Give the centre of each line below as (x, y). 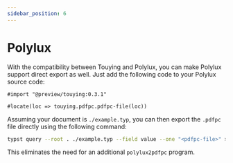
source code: (26, 81)
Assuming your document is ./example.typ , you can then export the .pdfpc (114, 119)
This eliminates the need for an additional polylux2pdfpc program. (101, 152)
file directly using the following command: (67, 126)
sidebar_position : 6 (37, 13)
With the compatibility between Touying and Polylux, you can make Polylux (114, 67)
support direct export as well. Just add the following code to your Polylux (112, 74)
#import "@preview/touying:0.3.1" (57, 94)
